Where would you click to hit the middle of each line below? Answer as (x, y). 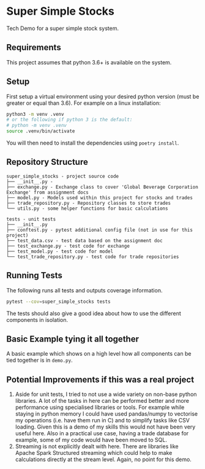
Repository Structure (47, 162)
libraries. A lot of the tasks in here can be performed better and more (102, 401)
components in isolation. (37, 319)
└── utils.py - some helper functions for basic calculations (87, 208)
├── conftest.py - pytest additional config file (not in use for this (99, 230)
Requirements (34, 48)
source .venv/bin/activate (41, 131)
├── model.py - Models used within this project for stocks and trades (99, 197)
